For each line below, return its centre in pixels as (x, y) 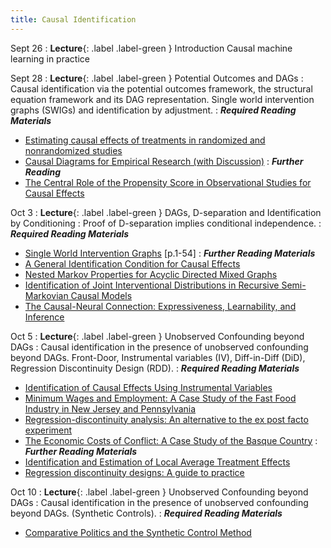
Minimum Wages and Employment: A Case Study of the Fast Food (160, 398)
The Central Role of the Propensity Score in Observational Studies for (168, 182)
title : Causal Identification (73, 19)
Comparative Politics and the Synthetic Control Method (138, 532)
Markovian (46, 295)
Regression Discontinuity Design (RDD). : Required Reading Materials (155, 368)
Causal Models (101, 295)
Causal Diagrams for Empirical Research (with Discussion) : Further (164, 161)
